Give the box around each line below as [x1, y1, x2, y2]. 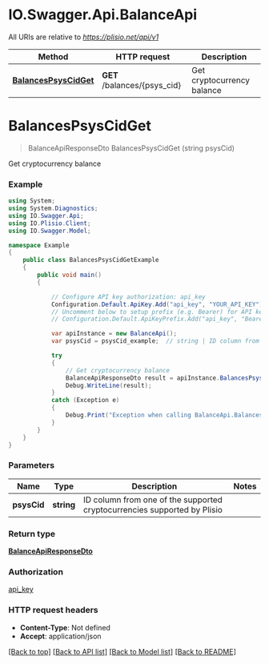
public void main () [37, 271, 102, 280]
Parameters [8, 460, 54, 471]
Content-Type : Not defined [19, 622, 110, 632]
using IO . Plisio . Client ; [8, 219, 91, 227]
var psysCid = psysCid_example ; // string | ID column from [50, 337, 260, 345]
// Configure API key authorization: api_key [50, 292, 206, 301]
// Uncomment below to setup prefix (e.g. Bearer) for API [50, 308, 252, 316]
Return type [8, 528, 56, 539]
